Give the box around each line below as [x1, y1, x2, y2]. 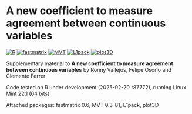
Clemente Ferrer [6, 72, 46, 79]
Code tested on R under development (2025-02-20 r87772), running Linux [6, 83, 187, 90]
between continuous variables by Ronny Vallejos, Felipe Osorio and [6, 66, 172, 73]
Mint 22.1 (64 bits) [6, 90, 50, 97]
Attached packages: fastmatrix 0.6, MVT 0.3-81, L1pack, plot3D [6, 101, 159, 108]
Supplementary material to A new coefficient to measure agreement [6, 60, 173, 67]
